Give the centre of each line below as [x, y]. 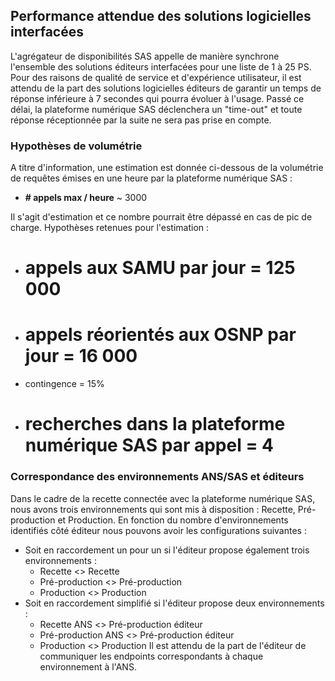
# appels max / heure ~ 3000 [86, 198]
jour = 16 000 [81, 356]
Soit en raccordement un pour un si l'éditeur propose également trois [167, 550]
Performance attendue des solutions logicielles [161, 16]
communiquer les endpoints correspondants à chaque [151, 656]
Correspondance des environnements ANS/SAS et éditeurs [157, 477]
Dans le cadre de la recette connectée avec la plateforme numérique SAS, [163, 498]
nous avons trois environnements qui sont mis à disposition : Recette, [153, 509]
